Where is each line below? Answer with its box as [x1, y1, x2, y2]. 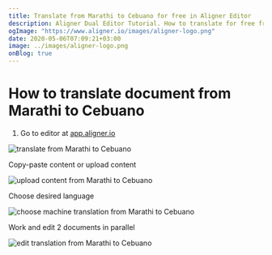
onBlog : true [8, 49, 53, 57]
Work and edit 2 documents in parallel [8, 222, 135, 232]
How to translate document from [8, 84, 232, 103]
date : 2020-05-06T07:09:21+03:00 [8, 34, 121, 43]
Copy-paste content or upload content [8, 159, 137, 169]
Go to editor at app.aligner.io [19, 128, 116, 138]
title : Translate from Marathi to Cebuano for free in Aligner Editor [8, 11, 252, 20]
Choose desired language [8, 191, 95, 201]
